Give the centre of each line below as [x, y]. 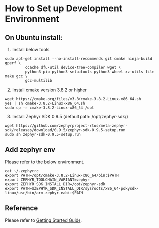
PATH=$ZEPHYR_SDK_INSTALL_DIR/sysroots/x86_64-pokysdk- [80, 188]
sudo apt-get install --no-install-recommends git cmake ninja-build [79, 59]
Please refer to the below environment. [45, 162]
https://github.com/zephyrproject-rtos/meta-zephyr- [72, 126]
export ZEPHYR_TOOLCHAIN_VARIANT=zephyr [48, 180]
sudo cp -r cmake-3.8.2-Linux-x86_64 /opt [50, 108]
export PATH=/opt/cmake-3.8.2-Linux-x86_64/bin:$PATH [62, 175]
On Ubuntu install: [34, 38]
